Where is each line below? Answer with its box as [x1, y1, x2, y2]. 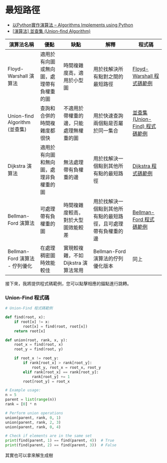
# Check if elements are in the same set [5, 433, 92, 439]
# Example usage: [5, 388, 41, 393]
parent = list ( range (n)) [5, 397, 57, 402]
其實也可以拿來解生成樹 [5, 453, 53, 459]
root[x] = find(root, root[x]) [23, 324, 88, 329]
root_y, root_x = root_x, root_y [31, 365, 101, 370]
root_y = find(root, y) [14, 347, 64, 352]
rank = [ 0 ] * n [5, 402, 37, 407]
